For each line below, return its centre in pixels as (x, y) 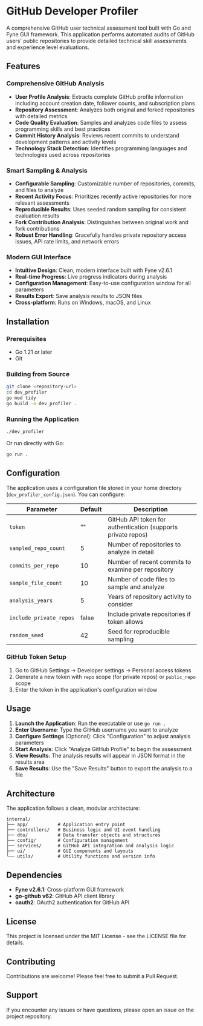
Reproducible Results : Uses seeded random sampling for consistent (100, 209)
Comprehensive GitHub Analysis (55, 84)
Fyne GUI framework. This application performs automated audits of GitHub (100, 34)
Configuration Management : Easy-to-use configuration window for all (103, 283)
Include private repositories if (150, 614)
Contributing (31, 961)
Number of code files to (141, 579)
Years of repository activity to (150, 597)
